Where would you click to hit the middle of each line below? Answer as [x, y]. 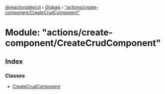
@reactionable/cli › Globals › [34, 7]
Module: [23, 33]
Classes [15, 76]
